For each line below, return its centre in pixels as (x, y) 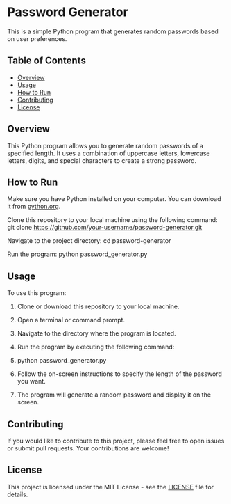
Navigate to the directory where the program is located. (96, 333)
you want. (32, 381)
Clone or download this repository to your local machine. (98, 306)
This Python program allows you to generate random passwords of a (105, 145)
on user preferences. (37, 38)
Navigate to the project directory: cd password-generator (89, 241)
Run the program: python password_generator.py (77, 254)
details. (18, 494)
